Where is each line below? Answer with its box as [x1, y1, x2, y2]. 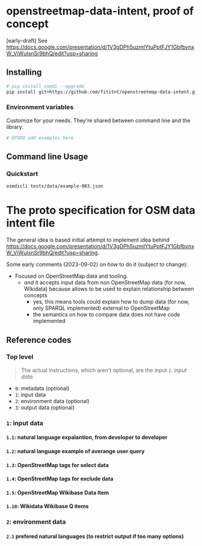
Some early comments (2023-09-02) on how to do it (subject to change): [6, 261, 188, 268]
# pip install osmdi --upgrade [6, 83, 85, 89]
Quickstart [6, 169, 38, 178]
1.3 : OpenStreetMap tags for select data [6, 461, 109, 468]
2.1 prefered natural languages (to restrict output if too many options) [6, 532, 185, 540]
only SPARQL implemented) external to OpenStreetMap [32, 304, 170, 312]
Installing [6, 67, 42, 78]
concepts [23, 292, 47, 299]
